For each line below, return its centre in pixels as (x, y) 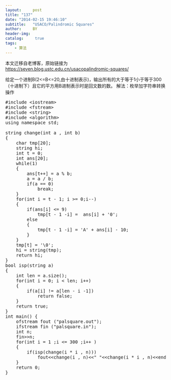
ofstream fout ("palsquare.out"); (59, 321)
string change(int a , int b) (43, 133)
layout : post (24, 10)
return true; (32, 306)
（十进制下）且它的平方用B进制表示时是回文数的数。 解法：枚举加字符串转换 (85, 86)
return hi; (30, 255)
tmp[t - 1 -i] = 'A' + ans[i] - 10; (83, 230)
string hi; (30, 148)
